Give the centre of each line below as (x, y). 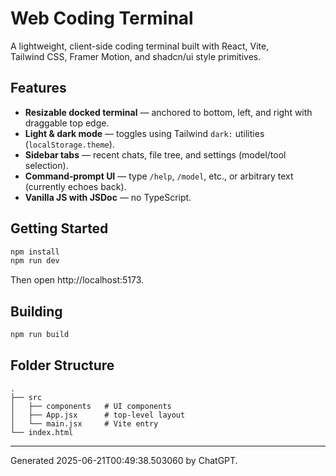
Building (36, 311)
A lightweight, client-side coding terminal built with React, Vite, (140, 46)
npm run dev (35, 261)
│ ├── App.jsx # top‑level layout (98, 415)
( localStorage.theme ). (69, 144)
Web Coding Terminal (102, 18)
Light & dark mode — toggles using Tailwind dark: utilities (144, 133)
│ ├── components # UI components (91, 406)
